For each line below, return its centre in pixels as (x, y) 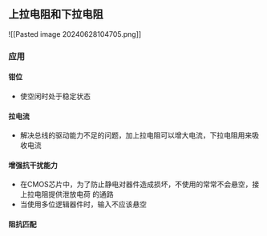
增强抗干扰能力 (33, 165)
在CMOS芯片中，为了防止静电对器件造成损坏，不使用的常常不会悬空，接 (140, 184)
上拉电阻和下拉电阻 (56, 14)
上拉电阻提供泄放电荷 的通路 (67, 194)
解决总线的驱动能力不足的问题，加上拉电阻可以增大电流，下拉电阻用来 (136, 135)
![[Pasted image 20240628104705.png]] (75, 34)
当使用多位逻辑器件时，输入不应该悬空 (83, 204)
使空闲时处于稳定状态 (55, 96)
